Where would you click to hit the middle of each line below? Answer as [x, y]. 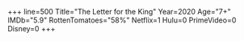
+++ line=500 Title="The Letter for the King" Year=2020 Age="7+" [119, 12]
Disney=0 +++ [32, 29]
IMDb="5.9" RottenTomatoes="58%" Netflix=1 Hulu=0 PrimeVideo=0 [122, 20]
